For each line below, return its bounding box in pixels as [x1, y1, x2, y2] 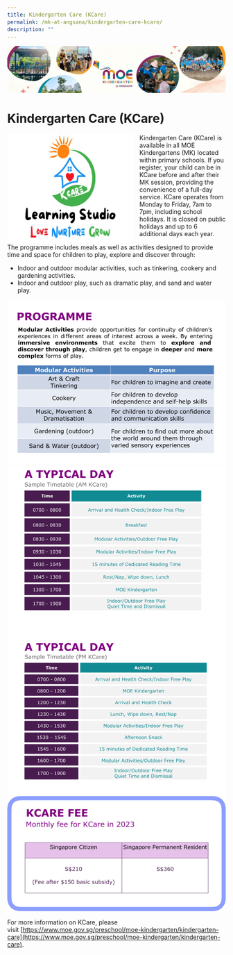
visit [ [7, 926, 23, 934]
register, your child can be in [139, 163, 221, 172]
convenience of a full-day [139, 185, 213, 194]
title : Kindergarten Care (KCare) [7, 11, 107, 18]
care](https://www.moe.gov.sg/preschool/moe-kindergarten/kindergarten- [7, 933, 221, 941]
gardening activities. [17, 272, 76, 280]
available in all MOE [139, 141, 196, 149]
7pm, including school [139, 208, 202, 216]
